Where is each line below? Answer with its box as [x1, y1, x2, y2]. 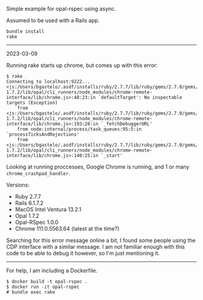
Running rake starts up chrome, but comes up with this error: [6, 62, 158, 69]
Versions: [6, 181, 30, 188]
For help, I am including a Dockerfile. [6, 267, 98, 274]
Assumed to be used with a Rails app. [6, 17, 100, 24]
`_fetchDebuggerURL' [100, 121, 153, 127]
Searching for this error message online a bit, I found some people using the [6, 237, 196, 244]
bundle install [6, 28, 45, 34]
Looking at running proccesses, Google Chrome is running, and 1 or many [6, 163, 190, 170]
